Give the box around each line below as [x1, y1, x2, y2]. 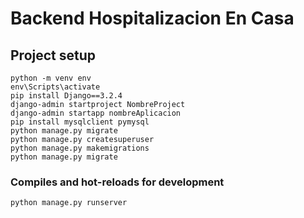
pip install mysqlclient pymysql [10, 117, 150, 127]
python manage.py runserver [10, 198, 128, 208]
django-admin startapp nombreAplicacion [10, 108, 182, 118]
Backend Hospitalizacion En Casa [10, 7, 295, 30]
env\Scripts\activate [10, 82, 101, 92]
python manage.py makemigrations [10, 143, 150, 153]
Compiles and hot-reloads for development [10, 175, 225, 189]
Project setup [10, 47, 97, 64]
